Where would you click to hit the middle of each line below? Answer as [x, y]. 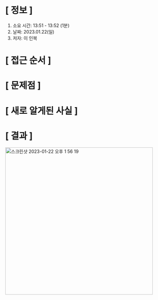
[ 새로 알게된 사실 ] [41, 111]
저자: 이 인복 [25, 38]
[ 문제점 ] [23, 86]
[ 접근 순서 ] [28, 61]
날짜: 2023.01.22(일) [34, 31]
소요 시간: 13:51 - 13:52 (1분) [41, 25]
